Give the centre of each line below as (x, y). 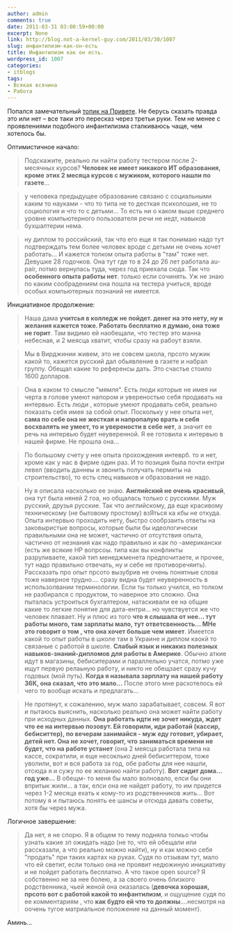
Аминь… (20, 923)
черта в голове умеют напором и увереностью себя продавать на (123, 397)
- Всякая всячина (32, 85)
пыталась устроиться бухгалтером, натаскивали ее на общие (116, 602)
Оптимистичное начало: (43, 147)
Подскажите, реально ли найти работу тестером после (107, 160)
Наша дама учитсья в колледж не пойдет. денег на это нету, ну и (123, 319)
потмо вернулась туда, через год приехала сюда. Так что (124, 269)
